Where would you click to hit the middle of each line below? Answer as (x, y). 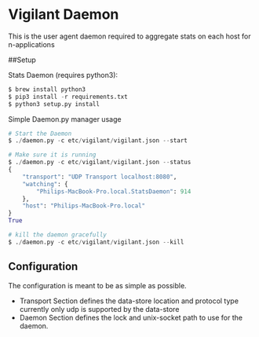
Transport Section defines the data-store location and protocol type (129, 301)
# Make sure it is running (52, 155)
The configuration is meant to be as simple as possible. (97, 285)
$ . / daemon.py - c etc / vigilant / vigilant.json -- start (98, 141)
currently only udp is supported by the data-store (99, 309)
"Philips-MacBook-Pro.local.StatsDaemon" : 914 (114, 191)
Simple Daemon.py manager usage (65, 119)
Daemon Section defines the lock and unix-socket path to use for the (131, 317)
